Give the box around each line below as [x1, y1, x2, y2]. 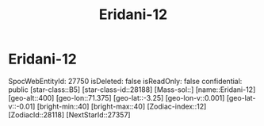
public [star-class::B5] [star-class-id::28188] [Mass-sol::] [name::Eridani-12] [8, 85, 256, 94]
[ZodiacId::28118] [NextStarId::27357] [8, 109, 131, 120]
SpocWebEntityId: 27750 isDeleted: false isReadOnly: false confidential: [8, 76, 243, 86]
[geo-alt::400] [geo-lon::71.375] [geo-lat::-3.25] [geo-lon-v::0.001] [8, 93, 225, 102]
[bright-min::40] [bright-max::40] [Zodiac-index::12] [36, 101, 207, 111]
